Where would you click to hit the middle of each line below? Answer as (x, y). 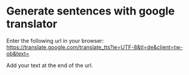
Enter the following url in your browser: (55, 41)
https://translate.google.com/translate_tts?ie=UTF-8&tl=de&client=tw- (94, 47)
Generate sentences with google (91, 11)
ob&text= (18, 53)
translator (32, 24)
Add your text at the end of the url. (50, 65)
